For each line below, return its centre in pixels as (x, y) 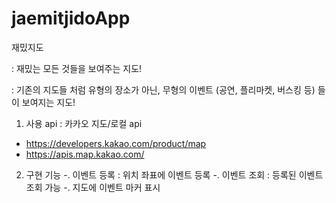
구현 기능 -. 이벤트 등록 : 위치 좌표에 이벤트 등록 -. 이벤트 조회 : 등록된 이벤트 (174, 174)
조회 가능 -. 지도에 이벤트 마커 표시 (93, 187)
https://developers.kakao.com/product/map (116, 143)
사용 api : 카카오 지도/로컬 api (84, 123)
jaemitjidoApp (71, 18)
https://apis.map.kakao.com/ (85, 154)
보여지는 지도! (48, 102)
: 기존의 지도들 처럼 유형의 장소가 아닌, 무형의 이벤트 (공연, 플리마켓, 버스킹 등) (163, 89)
